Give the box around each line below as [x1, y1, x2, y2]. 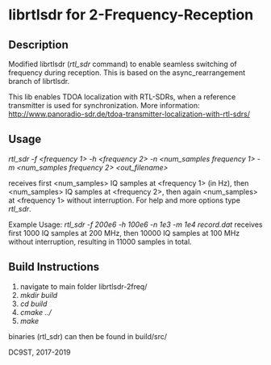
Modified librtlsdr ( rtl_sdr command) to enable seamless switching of [8, 59, 237, 69]
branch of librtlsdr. [8, 77, 70, 86]
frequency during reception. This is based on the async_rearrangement [8, 68, 246, 78]
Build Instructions [8, 260, 100, 274]
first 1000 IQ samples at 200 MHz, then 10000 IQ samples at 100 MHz [8, 228, 240, 237]
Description [8, 38, 69, 52]
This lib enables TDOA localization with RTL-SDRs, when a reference [8, 92, 236, 102]
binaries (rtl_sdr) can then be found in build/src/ [8, 331, 168, 341]
